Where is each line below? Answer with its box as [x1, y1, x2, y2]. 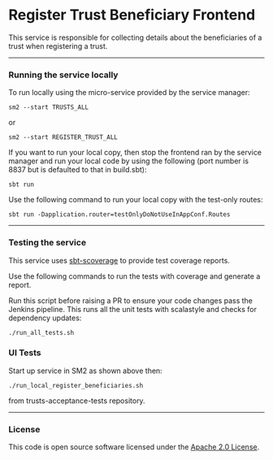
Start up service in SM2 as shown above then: [8, 366, 162, 375]
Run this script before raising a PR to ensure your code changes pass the [8, 295, 253, 306]
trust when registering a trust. [8, 41, 108, 50]
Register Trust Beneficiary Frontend [8, 6, 256, 24]
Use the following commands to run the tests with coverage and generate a [8, 271, 261, 281]
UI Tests [8, 347, 42, 358]
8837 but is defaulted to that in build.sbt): [8, 165, 147, 175]
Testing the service [8, 237, 87, 249]
